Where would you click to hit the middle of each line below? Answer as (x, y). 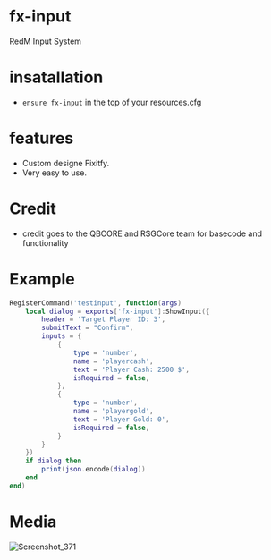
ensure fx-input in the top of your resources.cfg (112, 102)
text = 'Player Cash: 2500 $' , (131, 369)
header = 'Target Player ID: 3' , (104, 319)
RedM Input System (46, 41)
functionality (45, 242)
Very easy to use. (55, 173)
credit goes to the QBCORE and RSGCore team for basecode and (142, 233)
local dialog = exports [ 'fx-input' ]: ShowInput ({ (118, 311)
